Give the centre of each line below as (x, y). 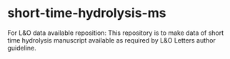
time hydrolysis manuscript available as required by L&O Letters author (111, 40)
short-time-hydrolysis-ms (87, 13)
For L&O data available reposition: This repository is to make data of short (116, 33)
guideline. (22, 48)
